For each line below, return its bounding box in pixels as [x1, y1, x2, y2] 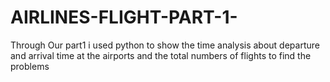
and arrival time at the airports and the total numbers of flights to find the [10, 49, 312, 61]
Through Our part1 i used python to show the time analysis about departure [10, 39, 320, 51]
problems [10, 60, 50, 72]
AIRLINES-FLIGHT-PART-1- [10, 6, 238, 29]
